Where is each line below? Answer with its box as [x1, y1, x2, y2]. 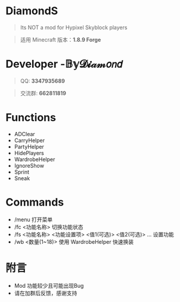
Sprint [14, 168, 30, 175]
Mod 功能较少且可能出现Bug [14, 282, 84, 289]
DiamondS [5, 4, 58, 18]
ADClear [14, 130, 35, 137]
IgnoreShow [14, 162, 44, 169]
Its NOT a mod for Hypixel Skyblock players [20, 24, 128, 31]
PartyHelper [14, 143, 44, 150]
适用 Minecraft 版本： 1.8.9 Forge [20, 36, 101, 43]
